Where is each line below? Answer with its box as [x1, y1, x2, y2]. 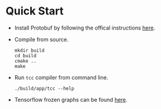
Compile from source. [14, 36, 69, 43]
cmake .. [14, 58, 37, 64]
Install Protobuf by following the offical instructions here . [14, 24, 156, 31]
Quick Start [5, 4, 64, 18]
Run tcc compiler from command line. [14, 73, 109, 81]
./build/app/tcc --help [14, 86, 75, 92]
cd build [14, 52, 37, 58]
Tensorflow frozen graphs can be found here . [14, 96, 128, 103]
